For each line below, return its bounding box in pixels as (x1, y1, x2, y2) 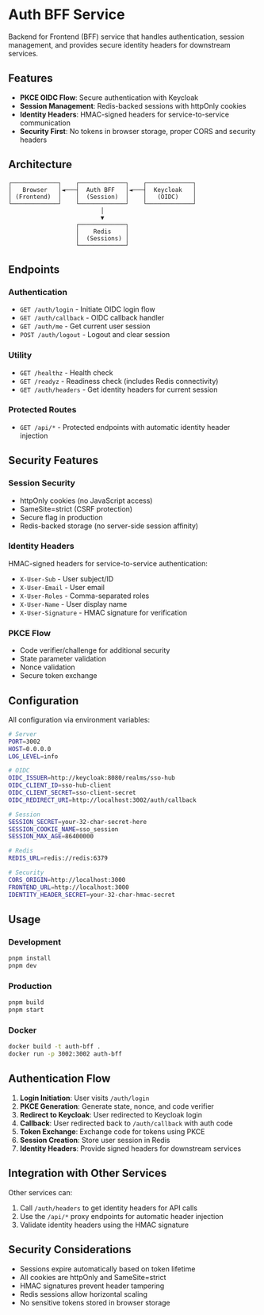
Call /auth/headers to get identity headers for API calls (19, 1203, 198, 1213)
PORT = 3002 (8, 738, 41, 746)
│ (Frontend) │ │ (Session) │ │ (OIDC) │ (8, 193, 197, 201)
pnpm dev (8, 962, 37, 970)
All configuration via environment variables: (8, 715, 151, 724)
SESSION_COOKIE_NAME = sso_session (8, 825, 119, 834)
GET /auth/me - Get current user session (19, 321, 151, 331)
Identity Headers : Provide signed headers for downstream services (19, 1144, 242, 1153)
